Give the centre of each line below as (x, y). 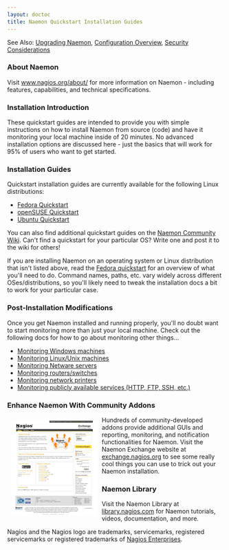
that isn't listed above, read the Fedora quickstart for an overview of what (111, 268)
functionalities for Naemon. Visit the (153, 442)
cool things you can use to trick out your (159, 463)
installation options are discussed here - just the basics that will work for (110, 144)
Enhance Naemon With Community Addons (81, 405)
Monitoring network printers (57, 380)
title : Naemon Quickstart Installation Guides (75, 22)
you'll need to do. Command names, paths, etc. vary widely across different (115, 276)
